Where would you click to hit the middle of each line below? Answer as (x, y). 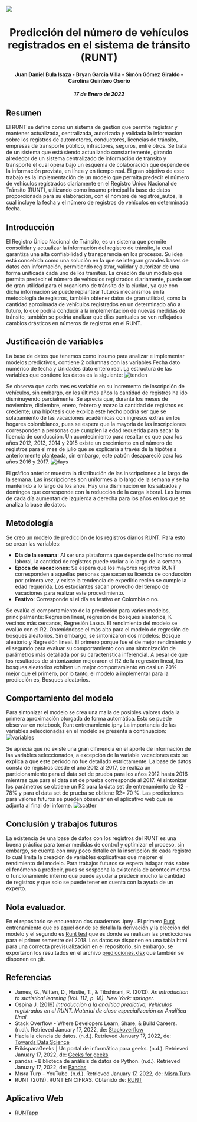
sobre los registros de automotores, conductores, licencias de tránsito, (92, 140)
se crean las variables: (33, 543)
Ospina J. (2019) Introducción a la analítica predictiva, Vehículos (93, 1004)
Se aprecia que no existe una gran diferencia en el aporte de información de (98, 749)
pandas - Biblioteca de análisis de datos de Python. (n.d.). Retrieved (97, 1061)
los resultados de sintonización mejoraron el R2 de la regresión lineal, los (95, 661)
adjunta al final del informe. (39, 805)
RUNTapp (26, 1113)
